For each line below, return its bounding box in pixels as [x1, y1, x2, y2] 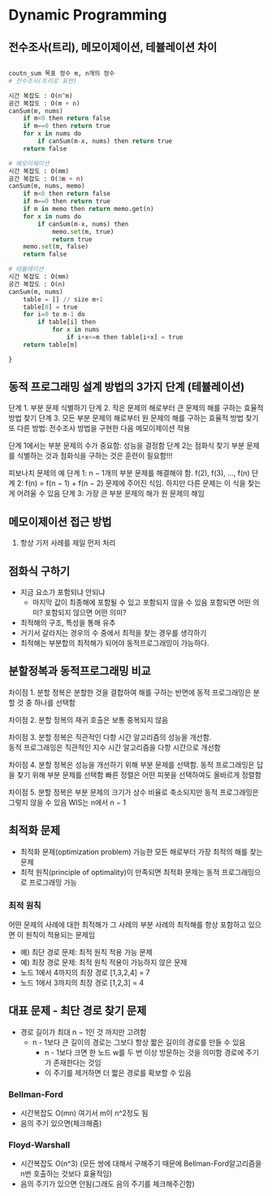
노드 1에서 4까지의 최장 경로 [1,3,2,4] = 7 [19, 967, 150, 977]
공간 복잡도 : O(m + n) [8, 99, 80, 108]
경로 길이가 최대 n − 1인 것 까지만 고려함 [19, 1027, 147, 1036]
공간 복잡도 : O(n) [8, 279, 66, 288]
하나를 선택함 [33, 697, 76, 707]
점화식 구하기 [8, 564, 71, 578]
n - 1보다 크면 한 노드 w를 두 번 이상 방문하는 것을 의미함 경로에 [44, 1047, 244, 1057]
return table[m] [23, 341, 79, 349]
